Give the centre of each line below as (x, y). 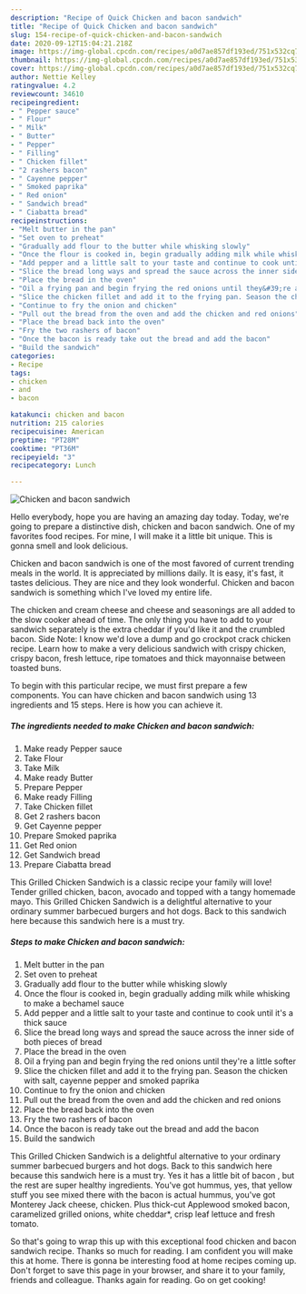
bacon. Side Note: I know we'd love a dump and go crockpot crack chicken (151, 639)
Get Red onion (50, 846)
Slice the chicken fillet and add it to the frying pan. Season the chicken (156, 1071)
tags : (20, 373)
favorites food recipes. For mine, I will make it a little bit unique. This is (142, 537)
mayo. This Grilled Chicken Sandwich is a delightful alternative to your (141, 902)
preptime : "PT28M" (45, 440)
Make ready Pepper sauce (73, 749)
